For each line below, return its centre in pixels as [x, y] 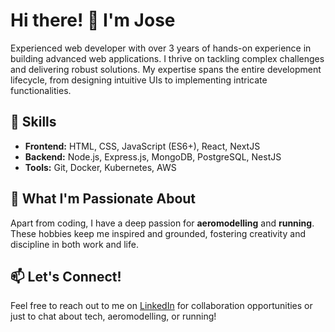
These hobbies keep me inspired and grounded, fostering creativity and [158, 233]
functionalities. [41, 90]
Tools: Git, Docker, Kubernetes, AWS [100, 167]
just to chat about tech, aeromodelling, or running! [113, 316]
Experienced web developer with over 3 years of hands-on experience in [161, 48]
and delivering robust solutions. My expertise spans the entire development [166, 69]
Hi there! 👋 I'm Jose [93, 20]
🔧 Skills [33, 122]
